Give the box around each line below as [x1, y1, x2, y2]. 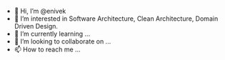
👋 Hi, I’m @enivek [14, 7, 66, 15]
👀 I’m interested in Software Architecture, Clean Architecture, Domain [14, 14, 219, 23]
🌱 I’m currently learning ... [14, 29, 91, 38]
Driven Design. [14, 22, 59, 30]
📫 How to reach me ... [14, 45, 81, 54]
